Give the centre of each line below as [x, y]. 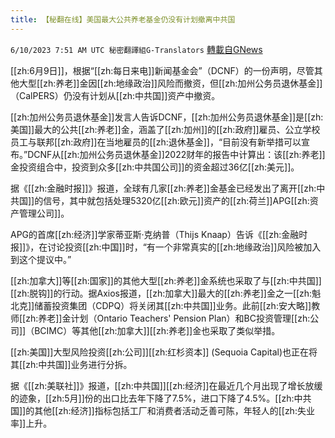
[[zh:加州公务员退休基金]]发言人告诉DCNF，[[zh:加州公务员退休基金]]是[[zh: [167, 117]
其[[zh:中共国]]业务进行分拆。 [71, 364]
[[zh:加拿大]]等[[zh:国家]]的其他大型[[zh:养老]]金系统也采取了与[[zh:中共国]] [166, 280]
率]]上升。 [31, 423]
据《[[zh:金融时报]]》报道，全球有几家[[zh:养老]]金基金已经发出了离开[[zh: [163, 188]
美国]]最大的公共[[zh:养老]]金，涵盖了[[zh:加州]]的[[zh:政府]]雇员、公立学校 [165, 129]
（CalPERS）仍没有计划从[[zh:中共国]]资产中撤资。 [115, 95]
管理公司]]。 [44, 213]
